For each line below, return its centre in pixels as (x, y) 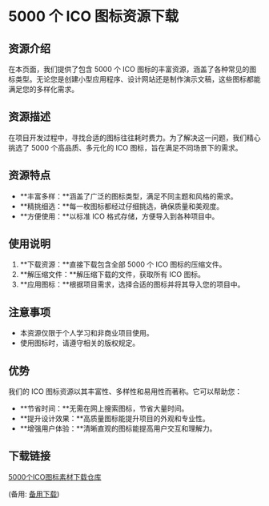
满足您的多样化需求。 (43, 89)
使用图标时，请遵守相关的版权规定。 (80, 343)
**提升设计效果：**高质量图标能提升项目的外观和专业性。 (114, 419)
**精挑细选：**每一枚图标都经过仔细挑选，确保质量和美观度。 (122, 206)
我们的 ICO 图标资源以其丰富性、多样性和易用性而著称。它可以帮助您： (125, 392)
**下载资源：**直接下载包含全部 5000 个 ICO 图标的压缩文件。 (123, 264)
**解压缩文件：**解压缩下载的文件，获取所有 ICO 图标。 (112, 275)
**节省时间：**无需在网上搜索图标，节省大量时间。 (104, 408)
